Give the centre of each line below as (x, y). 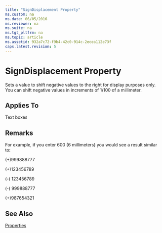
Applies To (22, 105)
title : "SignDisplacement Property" (43, 10)
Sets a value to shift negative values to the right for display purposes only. (81, 85)
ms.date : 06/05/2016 (26, 19)
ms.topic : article (24, 38)
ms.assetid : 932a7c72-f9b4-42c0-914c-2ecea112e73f (58, 42)
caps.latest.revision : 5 (31, 47)
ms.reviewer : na (22, 23)
